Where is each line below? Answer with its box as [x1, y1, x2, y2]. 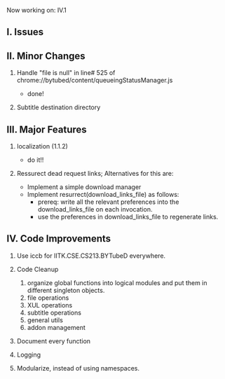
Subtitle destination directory [16, 103, 101, 111]
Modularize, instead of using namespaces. [16, 364, 140, 372]
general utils [27, 315, 64, 324]
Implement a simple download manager [27, 183, 142, 191]
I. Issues [6, 26, 43, 38]
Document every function [16, 336, 91, 345]
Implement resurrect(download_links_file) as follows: [27, 191, 179, 199]
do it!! [27, 156, 44, 164]
